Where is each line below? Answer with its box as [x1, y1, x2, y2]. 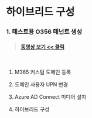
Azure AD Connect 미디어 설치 [14, 93, 87, 100]
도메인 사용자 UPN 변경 [14, 81, 69, 88]
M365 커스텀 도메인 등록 [14, 68, 71, 76]
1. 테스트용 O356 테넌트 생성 [6, 27, 82, 36]
